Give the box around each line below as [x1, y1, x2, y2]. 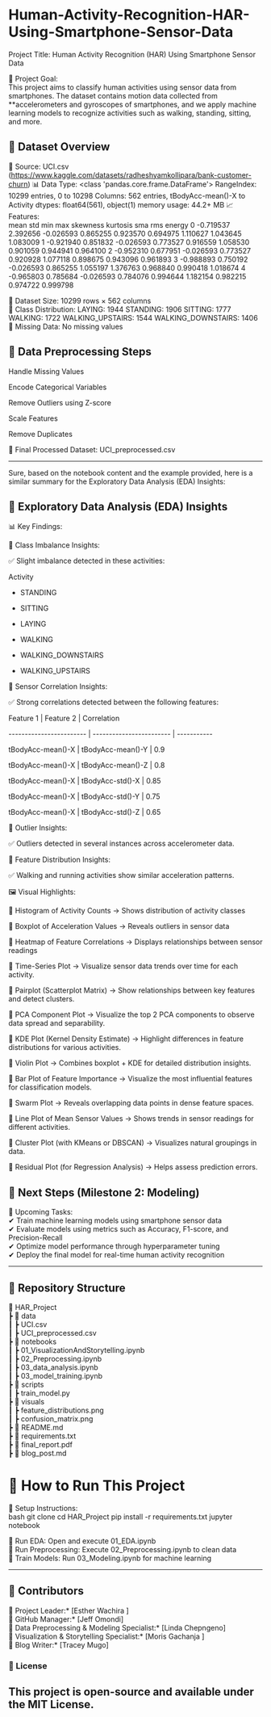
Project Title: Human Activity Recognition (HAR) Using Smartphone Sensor [8, 49, 256, 59]
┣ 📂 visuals [8, 1397, 45, 1406]
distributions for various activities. [8, 1043, 122, 1052]
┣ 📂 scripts [8, 1379, 44, 1389]
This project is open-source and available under [8, 1686, 254, 1699]
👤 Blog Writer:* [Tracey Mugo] [8, 1639, 109, 1649]
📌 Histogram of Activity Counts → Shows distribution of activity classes [8, 906, 246, 916]
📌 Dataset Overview [8, 140, 110, 154]
